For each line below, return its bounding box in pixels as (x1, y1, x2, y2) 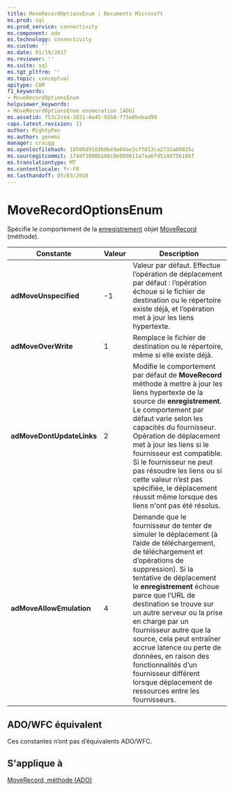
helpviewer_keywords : (7, 101, 70, 108)
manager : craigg (7, 140, 54, 147)
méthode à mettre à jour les (132, 379, 223, 389)
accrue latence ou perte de (132, 643, 221, 652)
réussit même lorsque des (132, 492, 218, 502)
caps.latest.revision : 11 (7, 120, 82, 127)
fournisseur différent (132, 669, 201, 679)
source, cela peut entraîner (132, 634, 221, 644)
